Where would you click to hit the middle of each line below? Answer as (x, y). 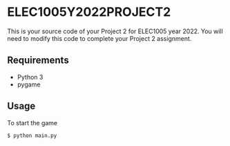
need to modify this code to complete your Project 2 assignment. (99, 38)
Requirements (38, 61)
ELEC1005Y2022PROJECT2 (89, 12)
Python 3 (30, 77)
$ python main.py (32, 136)
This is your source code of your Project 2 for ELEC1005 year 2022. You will (115, 31)
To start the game (32, 122)
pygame (29, 84)
